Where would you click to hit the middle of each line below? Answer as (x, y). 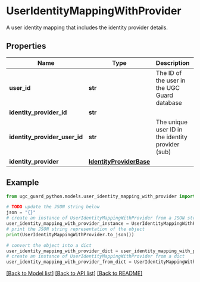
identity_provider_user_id (46, 137)
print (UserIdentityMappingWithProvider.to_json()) (70, 234)
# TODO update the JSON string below (53, 207)
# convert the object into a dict (49, 245)
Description (173, 62)
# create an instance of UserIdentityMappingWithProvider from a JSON (96, 218)
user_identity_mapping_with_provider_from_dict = (69, 262)
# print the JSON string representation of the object (76, 229)
